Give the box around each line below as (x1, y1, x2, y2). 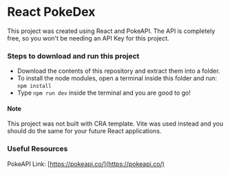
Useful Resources (7, 144, 68, 154)
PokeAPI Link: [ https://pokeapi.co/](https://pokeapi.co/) (7, 159, 165, 168)
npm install (17, 83, 52, 90)
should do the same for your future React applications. (7, 127, 162, 135)
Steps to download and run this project (7, 51, 140, 60)
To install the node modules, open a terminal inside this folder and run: (17, 74, 218, 82)
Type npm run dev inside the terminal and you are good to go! (17, 89, 191, 97)
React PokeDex (7, 4, 96, 20)
